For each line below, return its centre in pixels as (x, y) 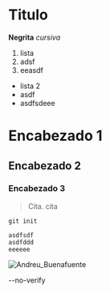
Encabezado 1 (55, 136)
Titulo (28, 15)
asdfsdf (21, 235)
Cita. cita (43, 206)
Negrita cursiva (35, 37)
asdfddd (21, 242)
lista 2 (30, 86)
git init (23, 221)
